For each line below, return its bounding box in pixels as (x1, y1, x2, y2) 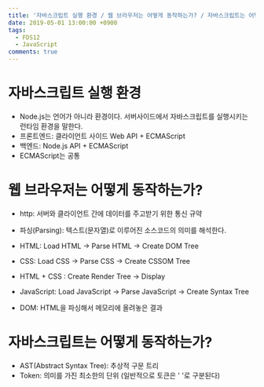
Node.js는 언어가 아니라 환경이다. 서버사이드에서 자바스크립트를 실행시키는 (19, 111, 249, 121)
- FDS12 (15, 33, 41, 42)
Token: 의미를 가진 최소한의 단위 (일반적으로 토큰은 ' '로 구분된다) (19, 371, 221, 380)
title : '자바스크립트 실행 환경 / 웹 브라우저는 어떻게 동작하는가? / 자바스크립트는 (8, 11, 246, 20)
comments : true (8, 48, 58, 56)
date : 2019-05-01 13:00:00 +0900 (8, 19, 118, 27)
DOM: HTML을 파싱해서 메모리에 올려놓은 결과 (19, 303, 163, 312)
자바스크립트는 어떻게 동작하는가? (8, 334, 213, 352)
